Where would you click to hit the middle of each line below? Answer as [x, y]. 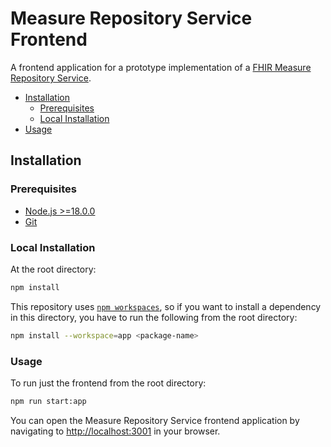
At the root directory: [53, 269]
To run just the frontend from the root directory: [108, 383]
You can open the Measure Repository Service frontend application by [155, 420]
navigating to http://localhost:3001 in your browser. [115, 431]
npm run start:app [48, 401]
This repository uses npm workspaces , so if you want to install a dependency [166, 306]
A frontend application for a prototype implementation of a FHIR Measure [161, 67]
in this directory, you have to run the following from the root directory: [154, 317]
